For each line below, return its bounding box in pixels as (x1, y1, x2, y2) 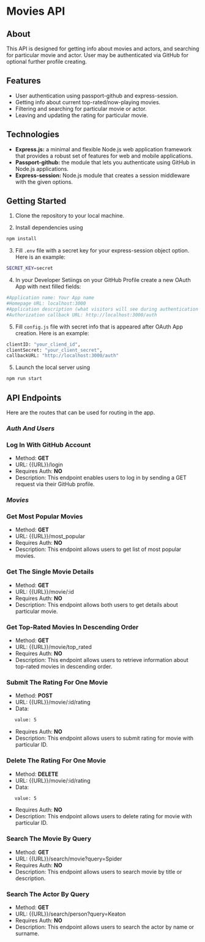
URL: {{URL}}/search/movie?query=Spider (15, 855, 122, 862)
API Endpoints (6, 392, 62, 403)
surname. (15, 930, 40, 937)
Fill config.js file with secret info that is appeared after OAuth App (15, 323, 184, 330)
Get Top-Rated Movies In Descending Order (6, 623, 139, 631)
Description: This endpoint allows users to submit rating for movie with (15, 734, 194, 742)
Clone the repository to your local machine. (15, 212, 124, 219)
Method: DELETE (15, 770, 59, 778)
